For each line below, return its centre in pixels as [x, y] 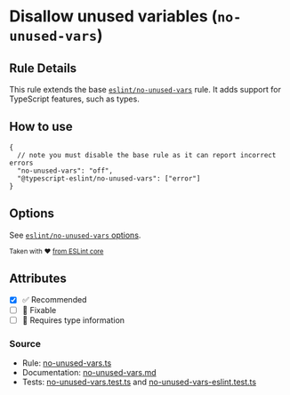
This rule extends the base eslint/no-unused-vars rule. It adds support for [145, 89]
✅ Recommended [54, 300]
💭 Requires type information [73, 320]
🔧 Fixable [39, 310]
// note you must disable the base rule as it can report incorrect [147, 155]
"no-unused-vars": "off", [65, 171]
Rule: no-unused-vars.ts [67, 363]
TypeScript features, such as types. [74, 99]
